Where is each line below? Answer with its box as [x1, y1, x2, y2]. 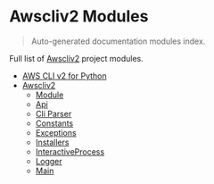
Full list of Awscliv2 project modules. [9, 53, 144, 63]
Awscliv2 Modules [9, 6, 149, 27]
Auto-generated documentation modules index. [30, 36, 206, 46]
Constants [35, 118, 74, 129]
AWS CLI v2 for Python [21, 70, 107, 81]
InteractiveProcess [35, 146, 105, 157]
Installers [35, 137, 70, 147]
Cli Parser [35, 108, 72, 119]
